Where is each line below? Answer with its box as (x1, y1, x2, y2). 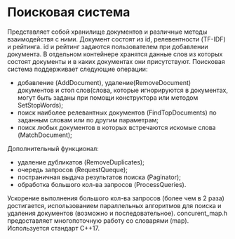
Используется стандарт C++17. (7, 224, 100, 232)
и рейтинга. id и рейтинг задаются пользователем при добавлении (7, 42, 208, 51)
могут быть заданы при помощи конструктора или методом (17, 93, 199, 102)
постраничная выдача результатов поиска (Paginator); (17, 173, 181, 181)
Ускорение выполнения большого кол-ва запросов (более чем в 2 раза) (7, 194, 224, 202)
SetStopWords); (17, 101, 64, 109)
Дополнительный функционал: (7, 144, 100, 153)
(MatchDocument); (17, 131, 72, 139)
